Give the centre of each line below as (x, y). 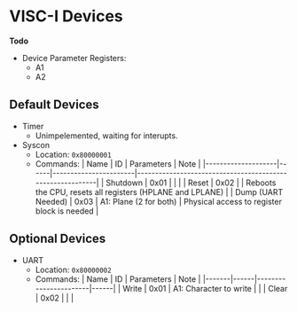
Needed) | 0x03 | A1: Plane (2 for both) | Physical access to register (158, 201)
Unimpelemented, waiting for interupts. (107, 136)
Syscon (36, 144)
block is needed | (67, 211)
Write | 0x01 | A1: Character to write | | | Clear (205, 288)
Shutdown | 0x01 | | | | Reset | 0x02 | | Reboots (191, 183)
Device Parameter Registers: (74, 58)
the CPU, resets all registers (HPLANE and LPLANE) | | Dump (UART (159, 191)
